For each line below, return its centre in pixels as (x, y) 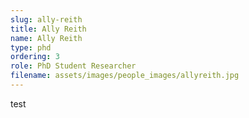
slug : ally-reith (46, 19)
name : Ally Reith (46, 38)
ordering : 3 (35, 57)
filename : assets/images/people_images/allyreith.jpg (125, 76)
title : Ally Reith (48, 29)
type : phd (31, 47)
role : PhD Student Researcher (73, 66)
